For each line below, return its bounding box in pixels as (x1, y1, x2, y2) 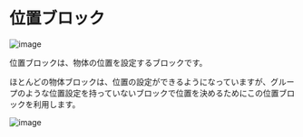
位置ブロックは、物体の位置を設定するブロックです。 (9, 57, 208, 68)
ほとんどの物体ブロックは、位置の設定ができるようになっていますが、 (9, 76, 271, 87)
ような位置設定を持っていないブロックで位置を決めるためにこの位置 (24, 87, 279, 98)
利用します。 (33, 98, 81, 109)
